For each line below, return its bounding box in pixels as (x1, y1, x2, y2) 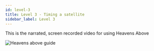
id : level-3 (5, 7, 30, 12)
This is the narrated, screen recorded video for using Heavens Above (5, 30, 149, 36)
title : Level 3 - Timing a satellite (5, 12, 85, 17)
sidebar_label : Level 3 (5, 16, 56, 21)
